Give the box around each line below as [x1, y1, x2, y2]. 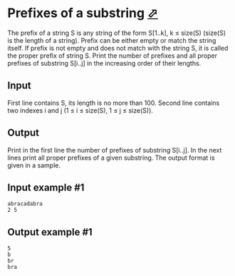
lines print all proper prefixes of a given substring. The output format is [7, 153, 215, 162]
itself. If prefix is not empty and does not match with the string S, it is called [7, 44, 229, 52]
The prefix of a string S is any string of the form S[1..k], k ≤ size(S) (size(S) [7, 29, 226, 37]
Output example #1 [7, 226, 93, 238]
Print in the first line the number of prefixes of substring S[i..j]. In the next [7, 145, 222, 154]
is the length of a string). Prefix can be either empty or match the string [7, 36, 216, 44]
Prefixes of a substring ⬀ [7, 5, 159, 21]
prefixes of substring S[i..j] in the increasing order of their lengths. [7, 58, 202, 67]
